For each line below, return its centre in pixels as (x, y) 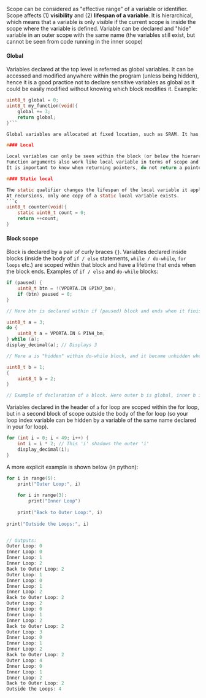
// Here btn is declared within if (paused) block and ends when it (96, 311)
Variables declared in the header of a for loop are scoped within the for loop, (103, 407)
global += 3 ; (34, 111)
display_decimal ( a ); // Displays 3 (52, 345)
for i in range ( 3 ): (42, 495)
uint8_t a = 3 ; (26, 322)
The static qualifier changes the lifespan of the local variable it (97, 190)
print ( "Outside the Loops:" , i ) (48, 524)
